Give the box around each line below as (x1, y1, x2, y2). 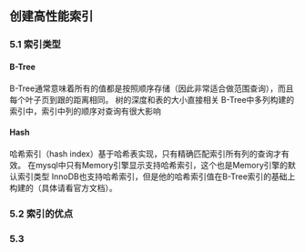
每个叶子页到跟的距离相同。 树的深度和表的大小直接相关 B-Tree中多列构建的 (9, 94, 295, 105)
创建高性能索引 (9, 8, 94, 25)
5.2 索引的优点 (9, 207, 74, 220)
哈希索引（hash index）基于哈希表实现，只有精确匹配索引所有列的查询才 (9, 148, 282, 159)
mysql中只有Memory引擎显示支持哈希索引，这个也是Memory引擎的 (35, 159, 289, 170)
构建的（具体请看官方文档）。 (9, 182, 117, 193)
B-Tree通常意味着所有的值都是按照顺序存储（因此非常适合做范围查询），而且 (9, 83, 294, 94)
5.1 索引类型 (9, 38, 62, 51)
